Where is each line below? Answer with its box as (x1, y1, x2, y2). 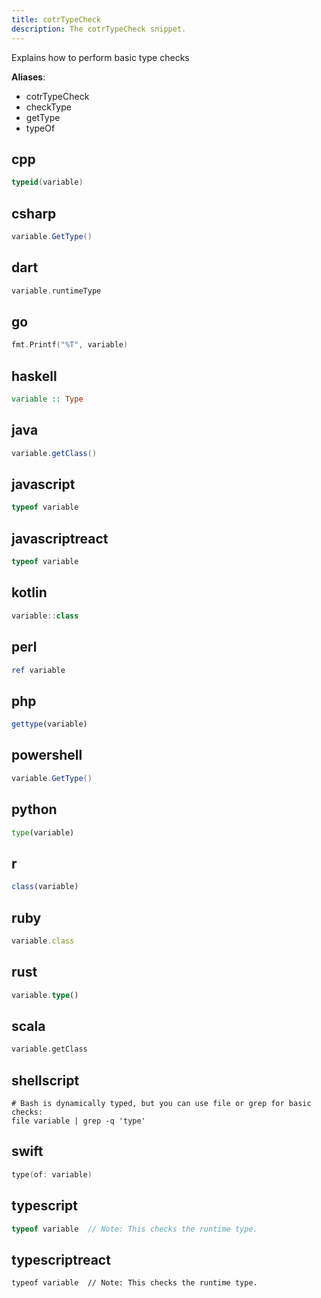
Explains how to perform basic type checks (11, 51, 190, 63)
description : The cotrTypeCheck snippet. (11, 24, 187, 34)
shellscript (11, 1072, 80, 1089)
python (11, 801, 58, 818)
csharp (11, 205, 57, 222)
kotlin (11, 584, 48, 601)
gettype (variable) (11, 719, 88, 730)
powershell (11, 747, 83, 764)
